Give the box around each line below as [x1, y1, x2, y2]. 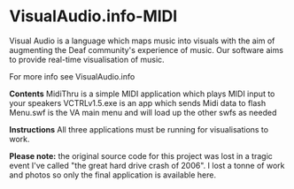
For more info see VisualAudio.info [9, 71, 135, 81]
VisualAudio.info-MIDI [9, 6, 178, 26]
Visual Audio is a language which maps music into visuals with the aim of [9, 35, 275, 46]
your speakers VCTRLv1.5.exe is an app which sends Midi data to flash [9, 97, 267, 108]
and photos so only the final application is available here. [9, 170, 217, 180]
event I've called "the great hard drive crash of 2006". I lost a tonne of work [9, 160, 285, 170]
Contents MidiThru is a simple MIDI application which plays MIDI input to [9, 88, 275, 99]
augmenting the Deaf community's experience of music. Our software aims [9, 44, 283, 55]
